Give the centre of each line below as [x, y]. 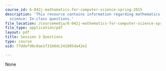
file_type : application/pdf [34, 28]
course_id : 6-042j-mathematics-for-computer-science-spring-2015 [74, 10]
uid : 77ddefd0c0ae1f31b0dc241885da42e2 [46, 46]
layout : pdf [17, 32]
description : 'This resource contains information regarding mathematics [83, 14]
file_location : [21, 23]
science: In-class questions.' [42, 19]
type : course [19, 42]
